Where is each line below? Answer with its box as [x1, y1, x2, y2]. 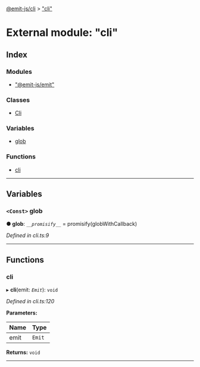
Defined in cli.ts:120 [6, 298, 55, 305]
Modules [6, 67, 33, 76]
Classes [6, 95, 30, 104]
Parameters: [6, 309, 37, 316]
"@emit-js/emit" [14, 80, 55, 88]
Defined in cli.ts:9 [6, 232, 49, 239]
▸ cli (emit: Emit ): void [6, 286, 58, 294]
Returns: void [6, 349, 40, 356]
